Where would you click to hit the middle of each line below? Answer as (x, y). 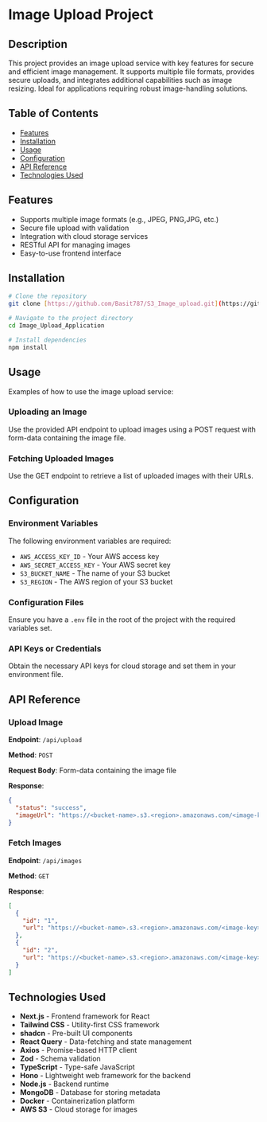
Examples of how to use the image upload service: (91, 391)
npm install (28, 347)
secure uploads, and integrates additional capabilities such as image (120, 80)
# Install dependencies (48, 340)
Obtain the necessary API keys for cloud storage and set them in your (122, 666)
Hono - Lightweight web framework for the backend (105, 1076)
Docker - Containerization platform (77, 1101)
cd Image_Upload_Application (56, 326)
